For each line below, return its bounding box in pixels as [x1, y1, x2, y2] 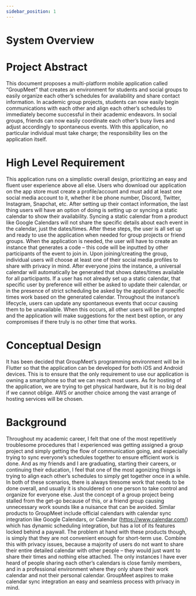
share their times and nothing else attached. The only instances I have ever [6, 553, 187, 560]
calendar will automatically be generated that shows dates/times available [6, 268, 184, 275]
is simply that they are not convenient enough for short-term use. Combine [6, 534, 187, 541]
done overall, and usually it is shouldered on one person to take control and [6, 484, 188, 491]
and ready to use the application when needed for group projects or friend [6, 231, 185, 238]
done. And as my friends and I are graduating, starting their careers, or [6, 460, 177, 467]
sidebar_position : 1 [6, 8, 57, 15]
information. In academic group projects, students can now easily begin [6, 98, 179, 105]
